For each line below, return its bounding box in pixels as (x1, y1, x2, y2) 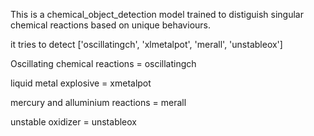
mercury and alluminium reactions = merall (10, 97, 187, 108)
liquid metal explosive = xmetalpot (10, 77, 152, 89)
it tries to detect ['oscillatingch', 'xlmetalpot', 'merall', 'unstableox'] (10, 39, 283, 50)
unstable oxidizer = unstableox (10, 116, 137, 128)
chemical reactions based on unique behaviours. (10, 19, 211, 31)
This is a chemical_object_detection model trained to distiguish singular (10, 9, 304, 20)
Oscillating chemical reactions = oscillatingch (10, 58, 197, 69)
